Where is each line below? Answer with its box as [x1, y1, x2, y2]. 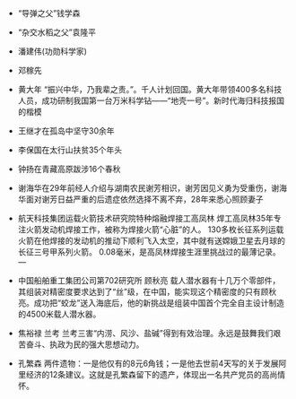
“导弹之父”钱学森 [17, 8, 81, 18]
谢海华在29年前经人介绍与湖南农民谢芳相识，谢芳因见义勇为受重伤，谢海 [17, 183, 288, 193]
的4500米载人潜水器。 [17, 308, 101, 319]
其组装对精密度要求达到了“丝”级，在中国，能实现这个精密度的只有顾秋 [17, 286, 277, 297]
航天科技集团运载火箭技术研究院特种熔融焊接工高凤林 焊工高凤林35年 [17, 213, 274, 223]
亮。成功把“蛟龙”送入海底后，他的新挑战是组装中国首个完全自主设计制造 [17, 298, 285, 308]
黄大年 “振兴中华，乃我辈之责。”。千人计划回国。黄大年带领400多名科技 [17, 84, 283, 94]
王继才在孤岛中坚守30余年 [17, 126, 115, 136]
